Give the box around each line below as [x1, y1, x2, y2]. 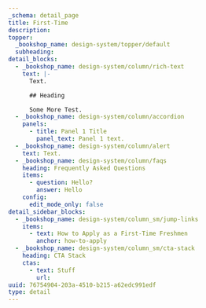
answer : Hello [36, 186, 83, 194]
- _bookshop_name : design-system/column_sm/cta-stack [15, 244, 195, 252]
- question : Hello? [28, 178, 93, 187]
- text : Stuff [28, 266, 76, 274]
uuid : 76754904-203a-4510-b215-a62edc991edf [8, 280, 156, 289]
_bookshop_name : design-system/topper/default [15, 41, 171, 49]
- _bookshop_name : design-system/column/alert [15, 142, 171, 150]
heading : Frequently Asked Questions [22, 164, 146, 172]
